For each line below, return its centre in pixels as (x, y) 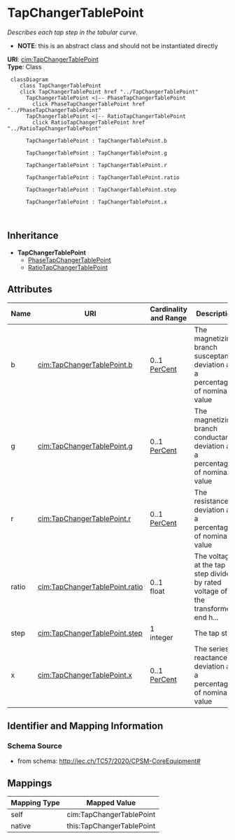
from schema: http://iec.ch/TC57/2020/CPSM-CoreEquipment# (109, 761)
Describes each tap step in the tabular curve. (73, 32)
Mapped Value (111, 803)
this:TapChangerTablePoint (111, 826)
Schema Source (35, 746)
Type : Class (24, 66)
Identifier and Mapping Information (85, 726)
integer (162, 637)
